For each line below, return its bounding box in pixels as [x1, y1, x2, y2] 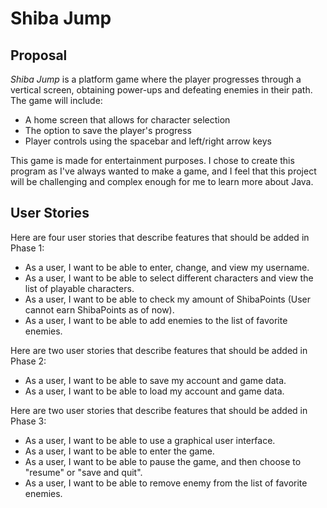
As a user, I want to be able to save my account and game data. [24, 374, 287, 386]
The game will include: [10, 95, 103, 106]
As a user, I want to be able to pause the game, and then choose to [24, 455, 302, 467]
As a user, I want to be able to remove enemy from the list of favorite [24, 477, 308, 489]
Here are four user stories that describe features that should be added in [10, 231, 310, 243]
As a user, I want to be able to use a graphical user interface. [24, 434, 276, 446]
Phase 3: [10, 415, 47, 427]
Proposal [10, 47, 68, 64]
